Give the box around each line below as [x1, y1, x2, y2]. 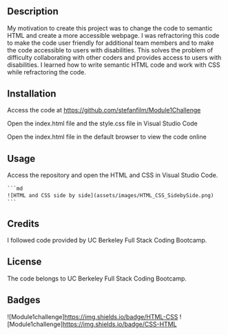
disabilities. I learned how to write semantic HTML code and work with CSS [7, 61, 220, 69]
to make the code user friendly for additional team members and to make [7, 39, 215, 47]
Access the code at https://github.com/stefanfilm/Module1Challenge [7, 106, 201, 114]
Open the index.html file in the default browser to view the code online [7, 133, 207, 141]
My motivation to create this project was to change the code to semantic [7, 23, 213, 32]
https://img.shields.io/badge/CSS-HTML [62, 320, 177, 328]
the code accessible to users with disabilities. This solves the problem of [7, 45, 214, 54]
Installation [7, 88, 56, 99]
